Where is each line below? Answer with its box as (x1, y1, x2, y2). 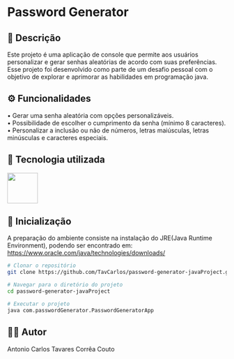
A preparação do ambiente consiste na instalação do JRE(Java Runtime (7, 234, 212, 243)
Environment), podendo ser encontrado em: (7, 241, 133, 250)
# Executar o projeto (7, 300, 70, 307)
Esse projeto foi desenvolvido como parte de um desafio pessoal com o (7, 66, 213, 73)
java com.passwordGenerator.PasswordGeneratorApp (7, 307, 155, 314)
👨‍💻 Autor (7, 326, 47, 338)
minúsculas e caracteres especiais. (7, 133, 109, 142)
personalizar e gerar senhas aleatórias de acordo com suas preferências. (7, 58, 217, 66)
